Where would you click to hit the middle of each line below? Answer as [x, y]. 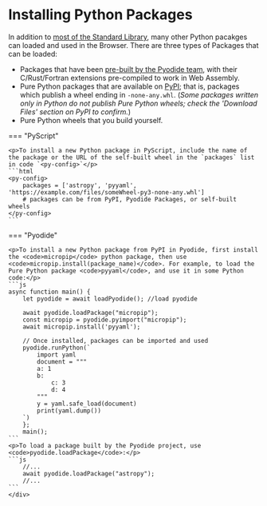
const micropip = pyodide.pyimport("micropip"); [105, 320]
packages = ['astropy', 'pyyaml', [80, 185]
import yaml [57, 355]
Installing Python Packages [100, 15]
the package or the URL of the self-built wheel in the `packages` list [132, 157]
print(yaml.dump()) [69, 410]
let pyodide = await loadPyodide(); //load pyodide [110, 299]
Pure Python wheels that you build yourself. [91, 120]
